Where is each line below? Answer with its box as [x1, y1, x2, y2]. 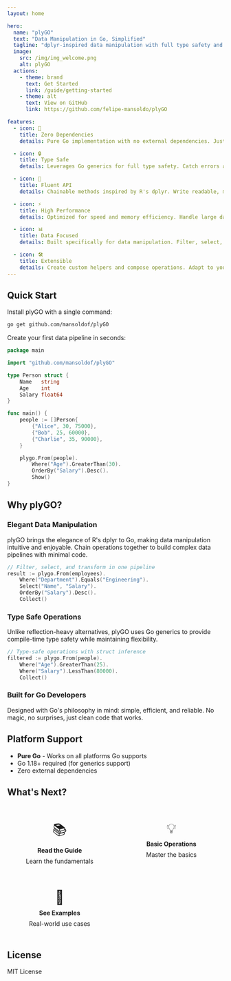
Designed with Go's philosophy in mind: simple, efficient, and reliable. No [7, 706, 214, 714]
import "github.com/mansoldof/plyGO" [7, 359, 115, 366]
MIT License [7, 967, 43, 976]
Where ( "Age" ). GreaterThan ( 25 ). [19, 661, 109, 668]
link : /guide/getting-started [25, 87, 112, 94]
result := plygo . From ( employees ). [7, 570, 107, 577]
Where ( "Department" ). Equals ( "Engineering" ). [19, 577, 149, 584]
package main [7, 347, 45, 354]
